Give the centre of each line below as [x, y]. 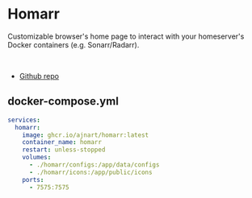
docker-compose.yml [63, 101]
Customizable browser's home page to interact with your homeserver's [126, 36]
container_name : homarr [62, 142]
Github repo [39, 76]
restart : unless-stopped [64, 150]
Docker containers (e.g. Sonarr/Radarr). [73, 44]
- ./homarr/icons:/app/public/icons [90, 172]
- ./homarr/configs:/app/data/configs [94, 165]
